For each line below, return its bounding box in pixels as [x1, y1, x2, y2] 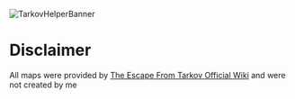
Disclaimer [9, 40, 92, 60]
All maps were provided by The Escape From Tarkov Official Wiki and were [9, 69, 286, 80]
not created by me [9, 79, 78, 90]
